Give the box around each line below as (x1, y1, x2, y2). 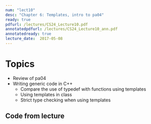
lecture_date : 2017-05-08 (5, 36, 63, 42)
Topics (5, 58, 35, 70)
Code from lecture (5, 112, 65, 120)
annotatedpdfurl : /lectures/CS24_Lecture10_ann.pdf (5, 27, 118, 32)
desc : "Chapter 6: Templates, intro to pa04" (5, 12, 104, 17)
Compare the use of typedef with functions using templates (20, 86, 146, 92)
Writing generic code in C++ (12, 80, 73, 87)
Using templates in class (20, 91, 72, 97)
